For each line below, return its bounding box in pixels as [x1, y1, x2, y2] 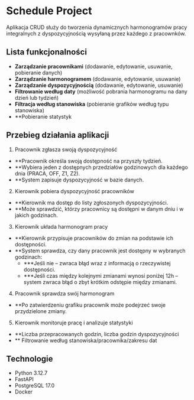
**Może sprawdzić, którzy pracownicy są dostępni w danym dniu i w [14, 205, 184, 212]
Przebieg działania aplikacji [6, 130, 109, 140]
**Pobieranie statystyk [14, 113, 72, 120]
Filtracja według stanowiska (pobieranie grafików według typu [14, 100, 169, 108]
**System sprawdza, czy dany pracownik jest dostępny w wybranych [14, 247, 186, 254]
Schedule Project [6, 4, 92, 18]
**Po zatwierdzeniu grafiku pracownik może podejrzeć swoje [14, 301, 166, 308]
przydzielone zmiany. [14, 307, 67, 314]
